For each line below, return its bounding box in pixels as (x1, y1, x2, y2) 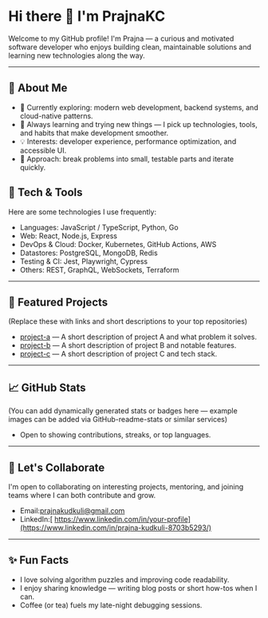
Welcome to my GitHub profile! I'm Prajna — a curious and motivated (8, 34, 235, 43)
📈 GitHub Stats (8, 381, 86, 394)
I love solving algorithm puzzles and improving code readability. (19, 575, 230, 584)
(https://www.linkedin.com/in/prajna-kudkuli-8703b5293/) (19, 523, 212, 532)
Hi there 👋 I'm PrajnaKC (8, 7, 166, 26)
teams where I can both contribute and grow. (8, 491, 156, 500)
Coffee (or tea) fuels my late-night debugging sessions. (19, 600, 203, 610)
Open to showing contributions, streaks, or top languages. (19, 430, 211, 440)
